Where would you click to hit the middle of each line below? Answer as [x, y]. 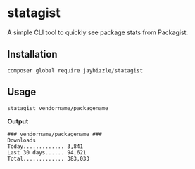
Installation [32, 54]
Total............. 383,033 [49, 158]
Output [18, 121]
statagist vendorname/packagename [58, 108]
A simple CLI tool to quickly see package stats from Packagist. [98, 32]
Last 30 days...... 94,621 [47, 152]
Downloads [22, 140]
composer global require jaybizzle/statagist [75, 70]
